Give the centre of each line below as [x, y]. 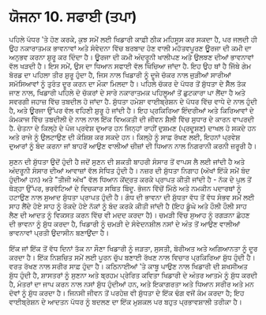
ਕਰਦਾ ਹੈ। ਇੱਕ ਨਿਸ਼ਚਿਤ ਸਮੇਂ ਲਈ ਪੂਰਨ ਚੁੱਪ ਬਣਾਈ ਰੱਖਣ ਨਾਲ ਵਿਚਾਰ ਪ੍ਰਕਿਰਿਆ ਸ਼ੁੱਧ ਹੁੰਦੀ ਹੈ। [132, 257]
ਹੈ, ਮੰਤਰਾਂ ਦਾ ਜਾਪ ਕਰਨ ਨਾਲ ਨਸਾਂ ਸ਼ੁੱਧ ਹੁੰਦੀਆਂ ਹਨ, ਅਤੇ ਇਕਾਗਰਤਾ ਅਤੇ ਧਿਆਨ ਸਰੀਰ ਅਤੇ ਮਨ [132, 283]
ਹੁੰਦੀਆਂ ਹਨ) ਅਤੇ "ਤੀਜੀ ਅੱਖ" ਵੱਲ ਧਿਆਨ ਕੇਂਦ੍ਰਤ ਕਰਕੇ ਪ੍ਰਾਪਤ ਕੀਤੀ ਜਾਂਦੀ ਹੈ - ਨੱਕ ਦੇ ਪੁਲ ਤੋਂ [130, 179]
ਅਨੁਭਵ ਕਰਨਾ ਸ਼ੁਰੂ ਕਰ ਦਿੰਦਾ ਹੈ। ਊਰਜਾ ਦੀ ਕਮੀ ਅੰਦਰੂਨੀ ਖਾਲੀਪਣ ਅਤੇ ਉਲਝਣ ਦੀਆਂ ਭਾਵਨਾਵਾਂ [131, 57]
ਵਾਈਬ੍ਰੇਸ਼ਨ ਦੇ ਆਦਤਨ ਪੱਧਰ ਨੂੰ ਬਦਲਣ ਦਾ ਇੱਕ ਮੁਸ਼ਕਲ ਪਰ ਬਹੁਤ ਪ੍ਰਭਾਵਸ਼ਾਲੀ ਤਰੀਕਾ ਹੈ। [126, 302]
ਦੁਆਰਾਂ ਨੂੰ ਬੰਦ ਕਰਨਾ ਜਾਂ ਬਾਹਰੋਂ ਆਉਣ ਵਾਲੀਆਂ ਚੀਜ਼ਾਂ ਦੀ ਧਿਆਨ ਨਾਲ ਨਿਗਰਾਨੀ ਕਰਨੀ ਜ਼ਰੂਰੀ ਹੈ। [133, 145]
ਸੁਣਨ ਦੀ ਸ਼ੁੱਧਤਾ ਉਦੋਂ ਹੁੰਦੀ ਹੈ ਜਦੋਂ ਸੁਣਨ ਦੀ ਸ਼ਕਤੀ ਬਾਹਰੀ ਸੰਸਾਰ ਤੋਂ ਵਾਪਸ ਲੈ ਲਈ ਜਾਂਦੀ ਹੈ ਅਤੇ [127, 161]
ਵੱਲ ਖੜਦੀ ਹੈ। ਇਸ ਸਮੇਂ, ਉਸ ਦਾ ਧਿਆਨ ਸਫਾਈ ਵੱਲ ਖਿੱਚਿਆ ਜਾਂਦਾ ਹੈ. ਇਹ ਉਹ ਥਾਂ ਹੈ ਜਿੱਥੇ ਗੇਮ [130, 66]
